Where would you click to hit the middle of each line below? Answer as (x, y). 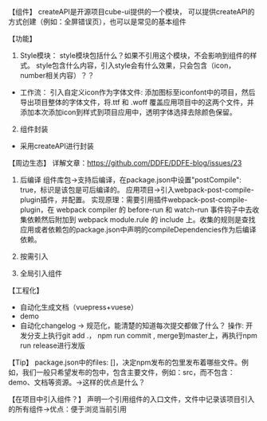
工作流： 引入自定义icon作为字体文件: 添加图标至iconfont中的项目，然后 (137, 92)
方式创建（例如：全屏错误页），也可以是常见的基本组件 (97, 21)
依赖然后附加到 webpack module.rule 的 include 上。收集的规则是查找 (141, 220)
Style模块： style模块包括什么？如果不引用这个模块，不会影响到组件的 (135, 55)
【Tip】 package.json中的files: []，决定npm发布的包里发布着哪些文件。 (125, 362)
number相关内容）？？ (57, 75)
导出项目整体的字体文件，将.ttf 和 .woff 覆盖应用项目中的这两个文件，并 (137, 102)
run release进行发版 (52, 345)
